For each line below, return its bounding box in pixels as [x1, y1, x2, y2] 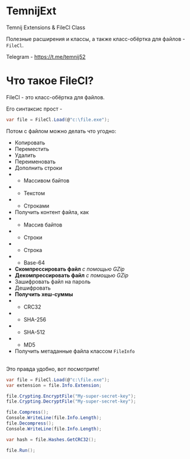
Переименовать [14, 158, 56, 165]
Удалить [14, 152, 36, 159]
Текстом [23, 189, 46, 197]
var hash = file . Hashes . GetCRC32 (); [6, 436, 96, 442]
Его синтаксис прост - [6, 105, 63, 112]
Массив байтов [23, 221, 63, 228]
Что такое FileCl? [6, 74, 94, 87]
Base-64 [23, 259, 46, 266]
